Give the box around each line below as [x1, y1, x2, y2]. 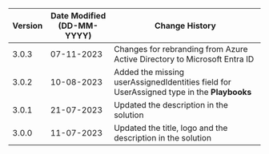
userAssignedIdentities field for [113, 77, 232, 87]
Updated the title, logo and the [113, 123, 228, 133]
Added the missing [113, 67, 185, 77]
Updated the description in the [113, 100, 228, 110]
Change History [155, 20, 216, 31]
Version [12, 20, 43, 31]
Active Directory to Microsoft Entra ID [113, 53, 255, 65]
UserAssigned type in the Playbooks [113, 87, 252, 97]
